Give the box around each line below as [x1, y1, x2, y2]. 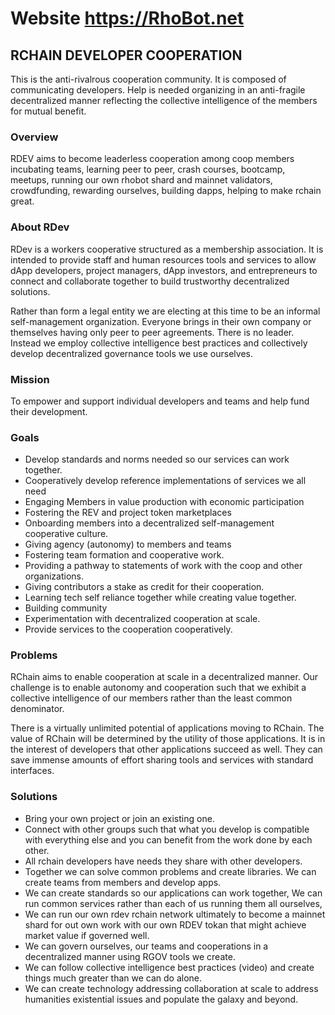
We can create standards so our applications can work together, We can [24, 887, 323, 899]
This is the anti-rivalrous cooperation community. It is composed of [10, 73, 287, 85]
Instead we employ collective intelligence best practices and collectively [10, 337, 308, 349]
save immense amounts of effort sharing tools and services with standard [10, 754, 314, 766]
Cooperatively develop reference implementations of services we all [24, 475, 307, 487]
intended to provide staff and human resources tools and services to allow [10, 253, 317, 266]
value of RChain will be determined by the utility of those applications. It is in [10, 733, 326, 745]
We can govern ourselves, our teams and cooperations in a [24, 940, 269, 952]
